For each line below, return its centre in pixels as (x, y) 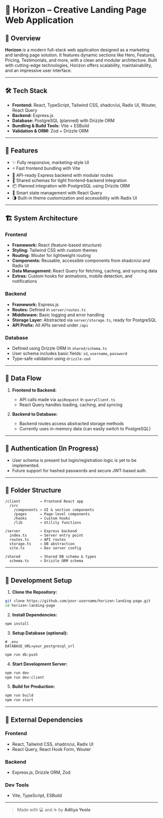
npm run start (19, 700)
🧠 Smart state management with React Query (57, 193)
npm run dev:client (25, 677)
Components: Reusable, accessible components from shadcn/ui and (81, 261)
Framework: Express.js (35, 304)
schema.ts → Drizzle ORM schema (46, 561)
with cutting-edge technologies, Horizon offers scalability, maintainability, (79, 65)
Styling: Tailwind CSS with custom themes (55, 250)
